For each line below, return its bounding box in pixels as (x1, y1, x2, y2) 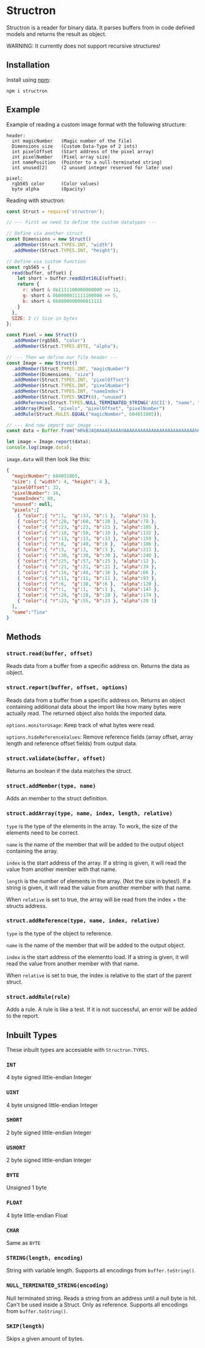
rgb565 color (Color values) (12, 181, 99, 187)
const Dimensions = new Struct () (6, 236, 92, 242)
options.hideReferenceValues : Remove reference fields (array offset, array (6, 733, 193, 741)
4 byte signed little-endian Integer (6, 1074, 92, 1081)
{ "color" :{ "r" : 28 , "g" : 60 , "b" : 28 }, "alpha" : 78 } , (17, 518, 157, 524)
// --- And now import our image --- (6, 422, 103, 428)
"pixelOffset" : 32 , (12, 484, 62, 490)
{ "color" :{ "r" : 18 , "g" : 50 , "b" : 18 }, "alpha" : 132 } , (17, 529, 160, 536)
